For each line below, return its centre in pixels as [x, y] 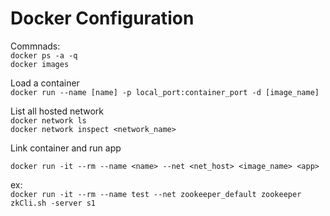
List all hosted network [57, 111]
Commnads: [35, 46]
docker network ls [48, 120]
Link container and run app [66, 148]
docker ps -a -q [44, 55]
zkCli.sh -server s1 [53, 203]
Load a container [45, 83]
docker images [40, 64]
